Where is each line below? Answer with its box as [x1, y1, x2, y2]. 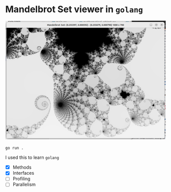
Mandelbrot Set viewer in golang [5, 4, 144, 15]
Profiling [12, 176, 31, 182]
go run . [5, 146, 24, 151]
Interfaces [12, 170, 35, 176]
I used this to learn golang [5, 154, 60, 161]
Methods [12, 164, 32, 171]
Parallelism [12, 181, 36, 187]
